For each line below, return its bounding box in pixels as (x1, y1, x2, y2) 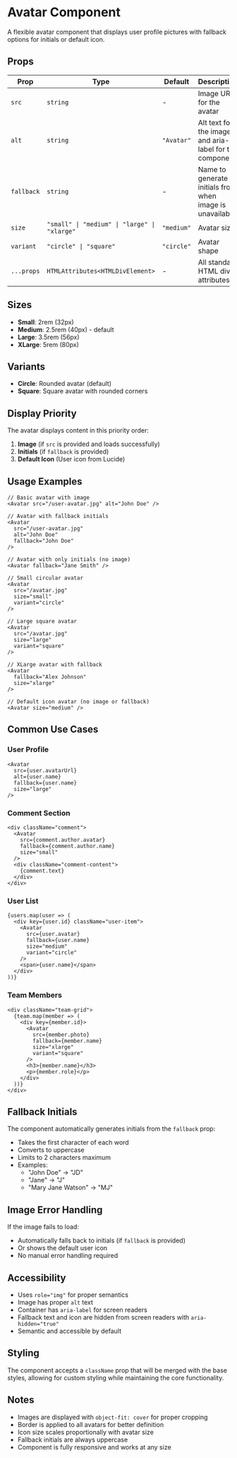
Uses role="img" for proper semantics (17, 1291, 129, 1299)
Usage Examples (7, 475, 83, 488)
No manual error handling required (17, 1252, 119, 1260)
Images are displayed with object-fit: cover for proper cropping (17, 1413, 208, 1421)
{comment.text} (20, 867, 65, 874)
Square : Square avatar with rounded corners (17, 387, 148, 396)
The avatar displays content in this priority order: (7, 426, 150, 435)
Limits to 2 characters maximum (17, 1153, 111, 1162)
